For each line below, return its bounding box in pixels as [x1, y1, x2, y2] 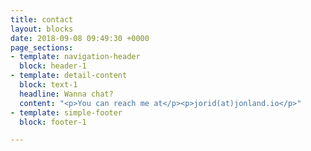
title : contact [10, 14, 74, 25]
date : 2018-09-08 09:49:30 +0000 [10, 33, 150, 43]
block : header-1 [19, 61, 87, 71]
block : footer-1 [19, 117, 87, 127]
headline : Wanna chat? [19, 89, 114, 99]
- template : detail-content [10, 71, 128, 81]
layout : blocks [10, 24, 74, 34]
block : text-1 [19, 80, 78, 90]
